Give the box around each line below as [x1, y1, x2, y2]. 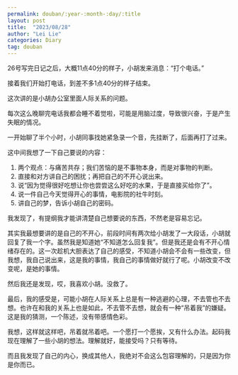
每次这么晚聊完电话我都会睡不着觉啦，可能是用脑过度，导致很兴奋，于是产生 [7, 109, 231, 117]
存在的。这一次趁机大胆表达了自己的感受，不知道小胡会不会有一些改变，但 [13, 246, 231, 255]
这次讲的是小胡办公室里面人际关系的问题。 [7, 94, 132, 102]
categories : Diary [7, 37, 62, 44]
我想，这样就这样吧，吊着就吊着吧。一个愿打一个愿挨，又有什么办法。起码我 [7, 327, 231, 336]
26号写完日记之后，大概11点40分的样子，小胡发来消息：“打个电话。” [7, 64, 204, 72]
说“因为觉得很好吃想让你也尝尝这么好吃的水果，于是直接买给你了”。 [17, 181, 216, 189]
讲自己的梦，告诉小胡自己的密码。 [17, 199, 118, 207]
